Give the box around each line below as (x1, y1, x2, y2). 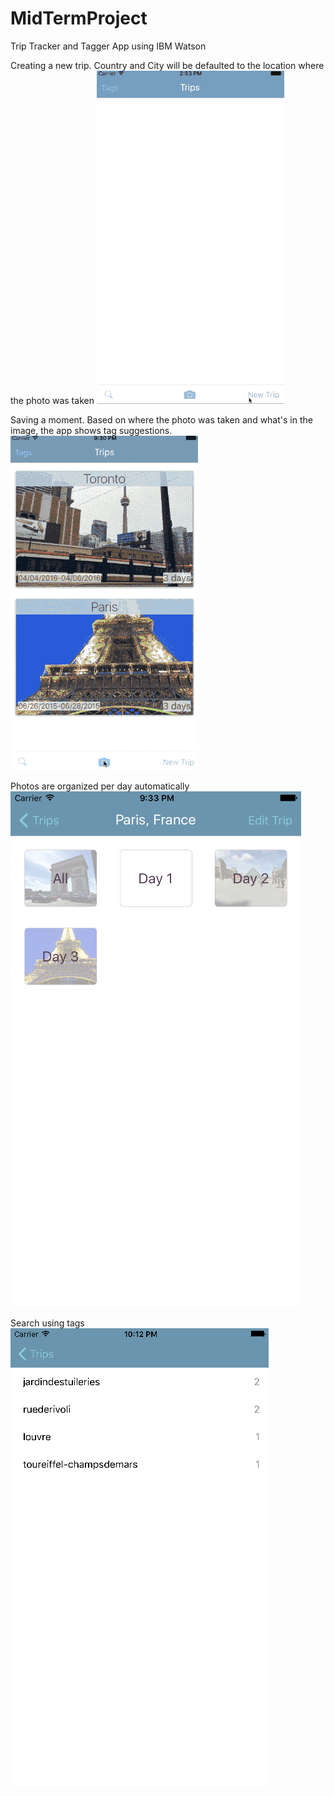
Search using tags (10, 1317, 85, 1329)
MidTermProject (10, 7, 148, 30)
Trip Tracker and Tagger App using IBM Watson (10, 40, 207, 52)
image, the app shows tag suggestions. (10, 424, 173, 436)
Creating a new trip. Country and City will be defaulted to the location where (10, 59, 325, 71)
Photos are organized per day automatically (10, 780, 190, 792)
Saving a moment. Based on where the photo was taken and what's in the (10, 413, 313, 426)
